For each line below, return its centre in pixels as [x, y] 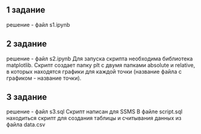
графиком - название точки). [44, 78]
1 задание [26, 10]
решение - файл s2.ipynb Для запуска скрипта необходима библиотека [100, 58]
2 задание [26, 44]
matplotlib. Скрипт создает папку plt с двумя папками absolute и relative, [101, 65]
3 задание [27, 97]
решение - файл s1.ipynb [38, 24]
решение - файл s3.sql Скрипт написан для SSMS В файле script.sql [94, 111]
